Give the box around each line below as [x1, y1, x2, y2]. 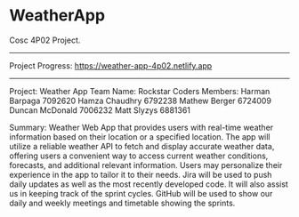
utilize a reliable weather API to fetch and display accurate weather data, [9, 141, 275, 151]
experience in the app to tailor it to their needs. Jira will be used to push [9, 169, 272, 180]
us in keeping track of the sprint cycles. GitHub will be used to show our [9, 188, 273, 198]
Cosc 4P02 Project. [9, 35, 81, 45]
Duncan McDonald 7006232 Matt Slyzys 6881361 [9, 104, 191, 116]
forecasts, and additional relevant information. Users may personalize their [9, 159, 283, 170]
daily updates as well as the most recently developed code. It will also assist [9, 179, 289, 189]
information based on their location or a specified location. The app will [9, 131, 271, 142]
